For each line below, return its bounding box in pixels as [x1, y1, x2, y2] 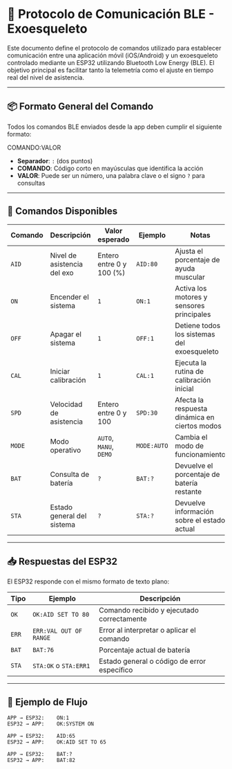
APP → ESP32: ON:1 [7, 714, 70, 722]
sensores [175, 300, 205, 310]
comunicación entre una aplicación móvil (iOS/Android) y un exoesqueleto [7, 51, 218, 60]
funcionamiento [175, 449, 226, 459]
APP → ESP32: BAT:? [7, 751, 72, 758]
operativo [50, 445, 81, 455]
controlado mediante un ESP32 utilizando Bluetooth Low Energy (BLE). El [7, 58, 215, 66]
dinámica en [175, 412, 215, 422]
